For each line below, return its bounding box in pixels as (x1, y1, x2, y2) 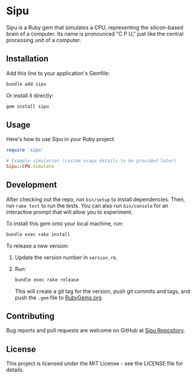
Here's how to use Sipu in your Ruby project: (6, 136, 116, 143)
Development (6, 180, 58, 190)
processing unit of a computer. (6, 36, 81, 43)
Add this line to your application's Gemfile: (6, 70, 110, 77)
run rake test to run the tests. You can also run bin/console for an (6, 202, 169, 209)
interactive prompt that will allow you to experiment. (6, 208, 133, 215)
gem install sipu (6, 103, 49, 110)
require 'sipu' (6, 147, 44, 153)
